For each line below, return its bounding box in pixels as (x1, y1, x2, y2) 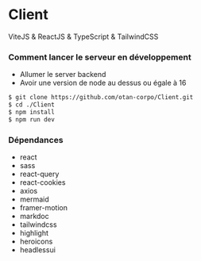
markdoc (19, 212, 49, 221)
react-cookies (19, 178, 66, 187)
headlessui (19, 245, 56, 255)
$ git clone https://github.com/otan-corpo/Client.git (8, 94, 194, 102)
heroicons (19, 236, 53, 247)
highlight (19, 228, 49, 238)
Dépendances (8, 134, 64, 145)
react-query (19, 169, 60, 179)
